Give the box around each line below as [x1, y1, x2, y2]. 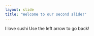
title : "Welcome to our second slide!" [5, 12, 87, 17]
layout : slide [5, 7, 34, 12]
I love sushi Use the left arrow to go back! [5, 25, 90, 31]
